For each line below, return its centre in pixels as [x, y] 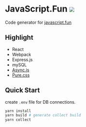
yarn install [18, 111]
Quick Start [22, 90]
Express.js [22, 60]
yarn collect [18, 120]
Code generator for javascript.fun [38, 22]
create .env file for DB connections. [40, 102]
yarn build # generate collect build [43, 115]
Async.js [21, 70]
